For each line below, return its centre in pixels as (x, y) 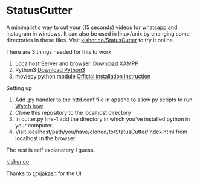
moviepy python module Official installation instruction (83, 76)
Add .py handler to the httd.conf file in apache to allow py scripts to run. (105, 100)
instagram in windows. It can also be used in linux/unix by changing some (98, 33)
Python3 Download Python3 (50, 69)
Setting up (19, 88)
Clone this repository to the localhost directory (73, 112)
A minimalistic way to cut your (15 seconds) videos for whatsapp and (92, 27)
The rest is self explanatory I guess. (51, 150)
